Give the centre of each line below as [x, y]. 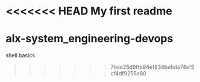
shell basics [20, 55]
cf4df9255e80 [129, 74]
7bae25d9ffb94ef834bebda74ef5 [152, 67]
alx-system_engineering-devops [89, 39]
